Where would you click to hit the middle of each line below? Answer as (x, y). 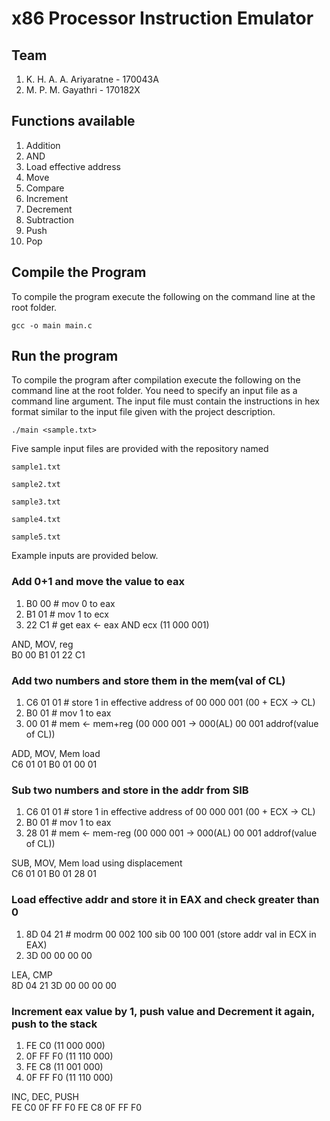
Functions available (73, 121)
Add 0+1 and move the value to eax (98, 582)
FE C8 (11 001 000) (64, 1066)
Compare (45, 188)
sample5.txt (36, 537)
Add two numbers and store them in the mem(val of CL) (148, 680)
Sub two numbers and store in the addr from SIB (130, 790)
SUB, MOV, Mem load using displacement (97, 863)
